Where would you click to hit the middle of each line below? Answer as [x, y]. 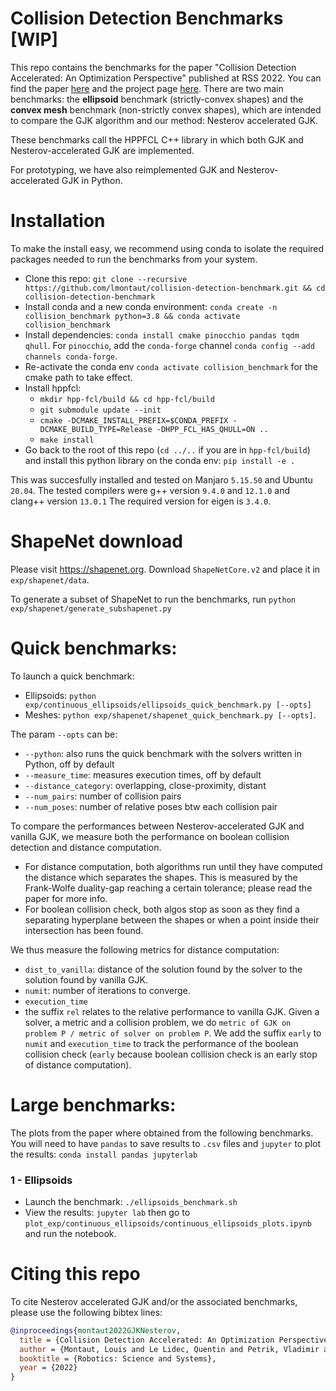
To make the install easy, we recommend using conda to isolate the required [167, 248]
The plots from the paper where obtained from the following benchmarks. [162, 1133]
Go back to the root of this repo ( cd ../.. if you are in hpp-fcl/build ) [167, 449]
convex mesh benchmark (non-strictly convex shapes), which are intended [166, 109]
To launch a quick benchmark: [72, 676]
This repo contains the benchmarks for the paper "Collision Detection [153, 67]
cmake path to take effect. [78, 377]
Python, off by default [69, 764]
